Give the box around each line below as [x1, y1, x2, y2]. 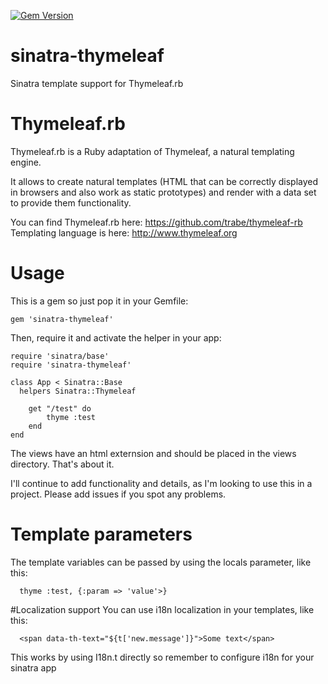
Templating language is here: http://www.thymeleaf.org [10, 226, 238, 239]
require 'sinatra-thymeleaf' [10, 360, 132, 370]
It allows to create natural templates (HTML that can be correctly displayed [10, 175, 319, 187]
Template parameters [10, 523, 193, 545]
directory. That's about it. [10, 458, 115, 470]
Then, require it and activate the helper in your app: [10, 331, 222, 344]
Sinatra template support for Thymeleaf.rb [10, 77, 184, 89]
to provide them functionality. [10, 196, 132, 209]
